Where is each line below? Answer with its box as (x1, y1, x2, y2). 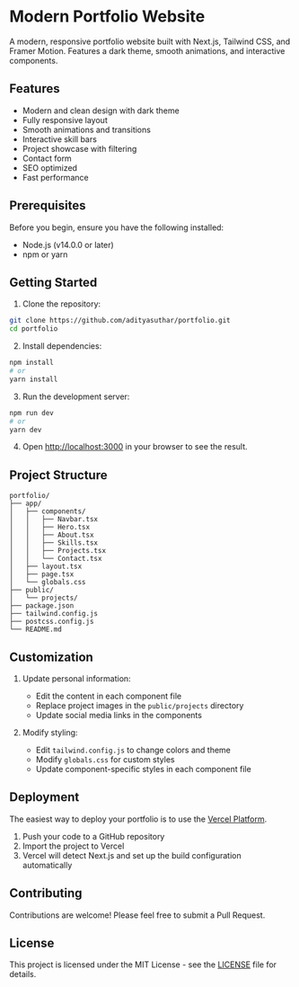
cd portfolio (9, 325, 58, 333)
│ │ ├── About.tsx (9, 530, 94, 540)
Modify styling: (22, 727, 78, 738)
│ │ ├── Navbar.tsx (9, 515, 99, 524)
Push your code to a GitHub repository (22, 831, 165, 841)
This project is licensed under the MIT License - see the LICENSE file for (9, 959, 277, 970)
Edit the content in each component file (35, 690, 182, 701)
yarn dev (9, 425, 42, 434)
